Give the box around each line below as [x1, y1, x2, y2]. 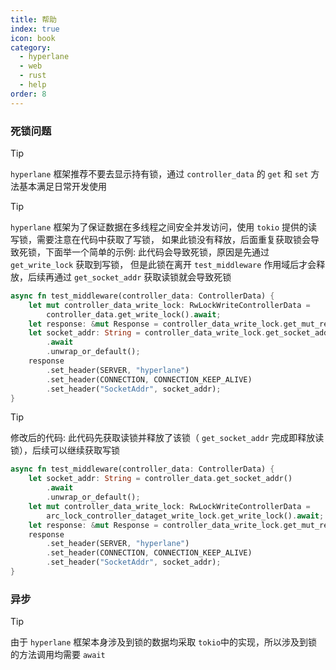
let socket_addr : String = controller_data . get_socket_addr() [28, 474, 293, 484]
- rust [19, 71, 47, 81]
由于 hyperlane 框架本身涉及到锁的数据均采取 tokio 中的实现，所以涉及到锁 [10, 636, 318, 648]
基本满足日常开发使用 [18, 180, 107, 192]
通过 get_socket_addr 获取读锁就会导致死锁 [53, 271, 232, 283]
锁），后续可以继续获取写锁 [10, 444, 120, 456]
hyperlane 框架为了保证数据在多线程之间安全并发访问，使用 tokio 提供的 [10, 221, 309, 233]
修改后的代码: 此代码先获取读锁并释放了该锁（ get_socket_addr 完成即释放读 [10, 432, 325, 444]
